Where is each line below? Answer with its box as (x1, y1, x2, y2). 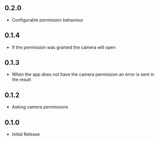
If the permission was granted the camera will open (11, 44, 116, 50)
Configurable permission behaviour (11, 17, 83, 23)
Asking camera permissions (11, 104, 68, 110)
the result (11, 77, 31, 83)
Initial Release (11, 131, 40, 137)
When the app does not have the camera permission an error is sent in (11, 71, 155, 78)
